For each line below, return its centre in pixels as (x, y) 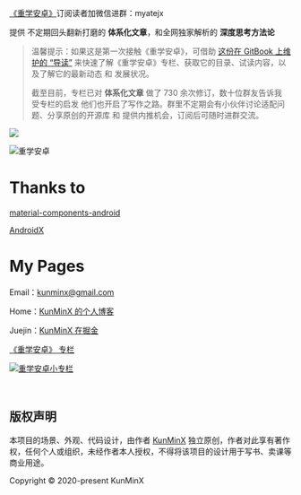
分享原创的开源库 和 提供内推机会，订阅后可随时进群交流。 (155, 115)
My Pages (47, 266)
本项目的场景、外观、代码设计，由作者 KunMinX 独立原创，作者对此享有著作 (150, 440)
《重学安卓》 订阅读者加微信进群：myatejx (86, 13)
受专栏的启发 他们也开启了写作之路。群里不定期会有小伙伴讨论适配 (154, 104)
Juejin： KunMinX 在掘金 (54, 330)
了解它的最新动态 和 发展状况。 (96, 74)
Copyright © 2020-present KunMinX (77, 480)
